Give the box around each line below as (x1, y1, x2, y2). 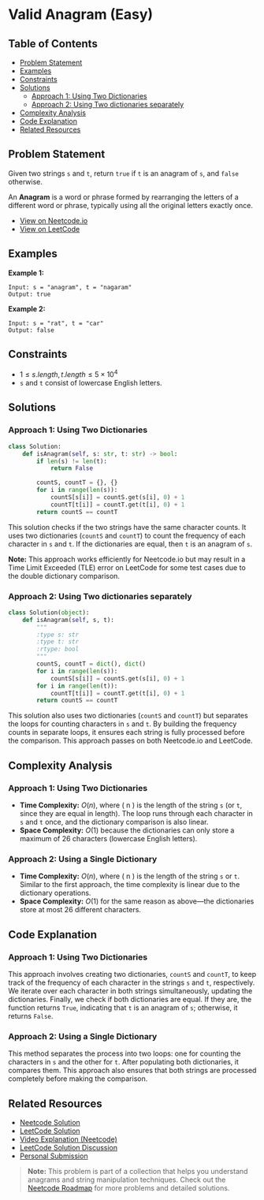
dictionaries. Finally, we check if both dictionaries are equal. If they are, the (8, 995, 252, 1004)
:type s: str (36, 631, 80, 639)
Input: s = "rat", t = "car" (8, 319, 104, 327)
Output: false (8, 326, 55, 334)
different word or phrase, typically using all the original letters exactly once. (8, 200, 254, 210)
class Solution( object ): (8, 609, 90, 617)
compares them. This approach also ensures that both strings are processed (8, 1066, 257, 1075)
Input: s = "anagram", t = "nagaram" (8, 283, 132, 291)
